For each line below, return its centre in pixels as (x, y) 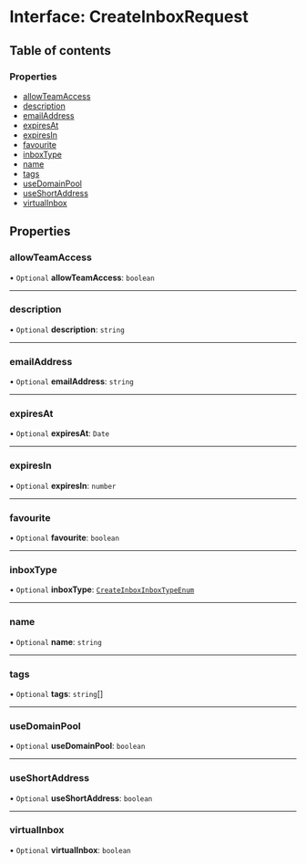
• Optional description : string (67, 329)
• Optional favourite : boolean (65, 538)
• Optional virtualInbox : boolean (70, 849)
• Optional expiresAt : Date (60, 433)
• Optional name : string (56, 641)
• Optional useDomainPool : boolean (77, 746)
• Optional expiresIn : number (63, 485)
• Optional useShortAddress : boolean (81, 798)
